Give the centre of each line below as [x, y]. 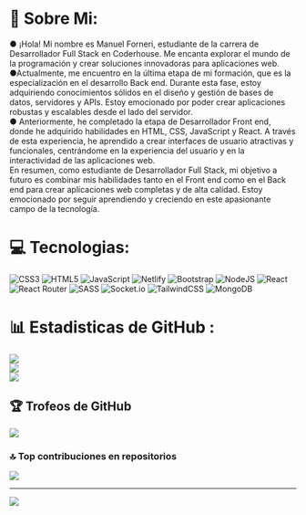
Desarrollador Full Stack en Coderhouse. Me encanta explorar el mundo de [150, 53]
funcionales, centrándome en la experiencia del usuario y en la [127, 151]
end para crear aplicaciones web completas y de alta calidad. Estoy [136, 189]
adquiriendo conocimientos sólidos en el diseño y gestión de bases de [142, 92]
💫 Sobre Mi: [54, 19]
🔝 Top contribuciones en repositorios [93, 456]
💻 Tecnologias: [70, 248]
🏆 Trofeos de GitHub [71, 407]
